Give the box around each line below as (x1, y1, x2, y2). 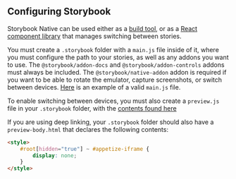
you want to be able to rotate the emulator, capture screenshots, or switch (7, 75, 223, 84)
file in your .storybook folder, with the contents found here (7, 104, 178, 112)
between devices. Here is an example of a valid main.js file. (7, 82, 181, 91)
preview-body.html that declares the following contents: (7, 125, 169, 133)
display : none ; (32, 152, 77, 159)
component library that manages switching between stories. (7, 32, 182, 40)
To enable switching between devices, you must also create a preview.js (7, 97, 220, 105)
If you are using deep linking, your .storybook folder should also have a (7, 118, 214, 126)
